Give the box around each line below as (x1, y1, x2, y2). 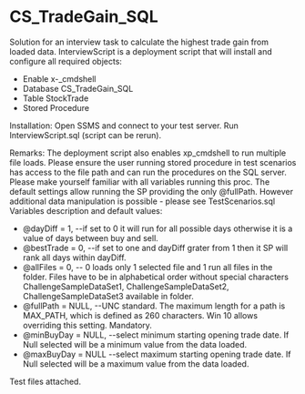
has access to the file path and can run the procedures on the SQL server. (9, 167, 287, 177)
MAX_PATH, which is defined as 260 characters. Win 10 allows (22, 309, 258, 320)
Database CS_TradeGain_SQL (22, 83, 134, 94)
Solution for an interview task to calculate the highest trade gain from (9, 36, 269, 47)
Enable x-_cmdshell (22, 73, 97, 84)
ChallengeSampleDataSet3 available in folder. (22, 290, 194, 301)
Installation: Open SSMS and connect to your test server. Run (9, 120, 239, 131)
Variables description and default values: (9, 205, 163, 216)
